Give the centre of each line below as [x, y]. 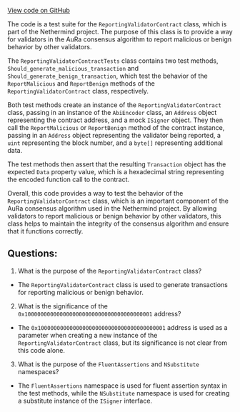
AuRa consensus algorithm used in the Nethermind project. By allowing [112, 208]
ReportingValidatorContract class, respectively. [78, 91]
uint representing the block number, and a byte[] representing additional [115, 143]
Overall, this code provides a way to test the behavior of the [95, 193]
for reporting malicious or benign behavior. [81, 292]
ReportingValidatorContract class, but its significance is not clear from [122, 343]
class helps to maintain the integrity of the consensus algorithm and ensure [118, 223]
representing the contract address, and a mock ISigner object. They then [115, 120]
